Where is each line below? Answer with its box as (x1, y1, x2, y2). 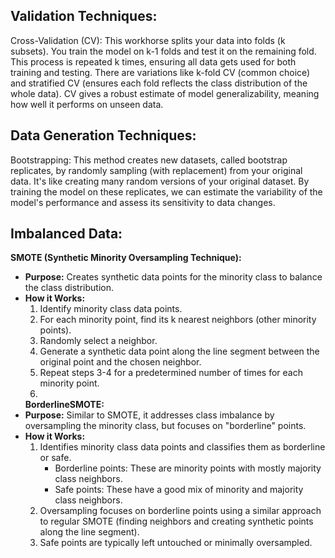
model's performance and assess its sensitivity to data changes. (10, 196, 276, 208)
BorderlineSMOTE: (24, 399, 105, 411)
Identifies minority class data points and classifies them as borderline (39, 441, 326, 453)
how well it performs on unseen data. (10, 98, 164, 110)
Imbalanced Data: (10, 225, 123, 243)
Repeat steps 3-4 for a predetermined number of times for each (39, 367, 303, 379)
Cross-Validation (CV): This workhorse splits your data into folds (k (10, 34, 286, 46)
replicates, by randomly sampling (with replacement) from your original (10, 164, 303, 176)
